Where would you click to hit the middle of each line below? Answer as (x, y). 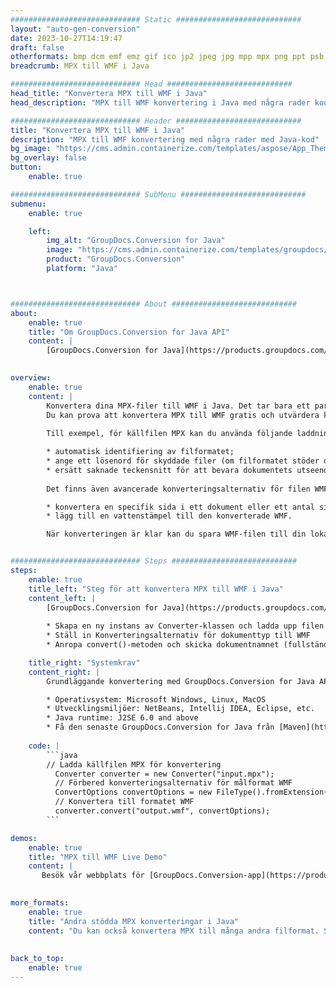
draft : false (37, 47)
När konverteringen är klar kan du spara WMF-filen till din (176, 534)
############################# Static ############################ (156, 19)
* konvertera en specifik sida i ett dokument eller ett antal (180, 507)
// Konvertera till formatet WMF (124, 802)
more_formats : (40, 903)
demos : (24, 838)
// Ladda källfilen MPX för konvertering (134, 764)
